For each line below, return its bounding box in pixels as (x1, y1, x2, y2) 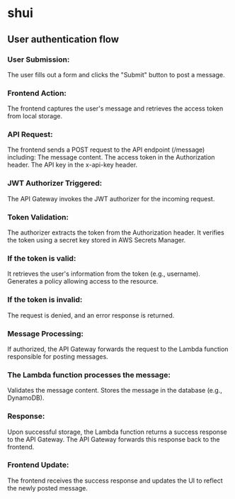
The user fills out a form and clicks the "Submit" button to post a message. (7, 70, 225, 79)
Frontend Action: (7, 88, 67, 98)
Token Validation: (7, 212, 69, 222)
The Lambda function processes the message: (7, 370, 171, 380)
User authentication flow (7, 33, 119, 45)
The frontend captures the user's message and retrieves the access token (7, 104, 224, 113)
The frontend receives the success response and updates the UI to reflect (7, 476, 223, 485)
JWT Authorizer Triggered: (7, 179, 103, 189)
